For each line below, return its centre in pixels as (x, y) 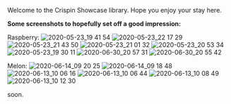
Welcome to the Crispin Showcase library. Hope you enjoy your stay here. (115, 10)
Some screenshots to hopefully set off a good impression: (94, 24)
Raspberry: (24, 37)
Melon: (17, 66)
